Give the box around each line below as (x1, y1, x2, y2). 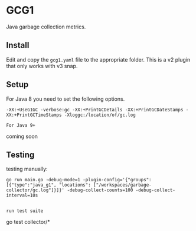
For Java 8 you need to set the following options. (6, 95, 125, 102)
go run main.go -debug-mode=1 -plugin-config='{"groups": (6, 177, 152, 183)
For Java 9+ (6, 122, 35, 128)
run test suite (6, 208, 44, 214)
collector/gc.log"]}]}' (6, 187, 65, 193)
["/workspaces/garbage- (93, 182, 152, 188)
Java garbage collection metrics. (6, 23, 86, 30)
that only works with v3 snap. (6, 62, 78, 69)
